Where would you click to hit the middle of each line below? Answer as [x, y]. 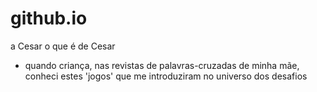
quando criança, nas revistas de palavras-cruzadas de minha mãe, [162, 65]
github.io [49, 18]
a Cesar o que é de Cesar [63, 46]
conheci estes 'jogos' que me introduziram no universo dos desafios [166, 76]
